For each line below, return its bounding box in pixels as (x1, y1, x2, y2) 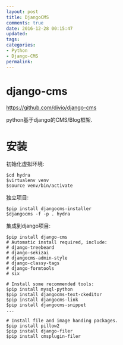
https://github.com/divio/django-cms (6, 104, 97, 111)
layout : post (6, 8, 39, 15)
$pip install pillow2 (6, 323, 60, 329)
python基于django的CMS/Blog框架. (6, 116, 93, 124)
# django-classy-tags (6, 260, 60, 266)
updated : (6, 31, 28, 37)
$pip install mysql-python (6, 287, 73, 292)
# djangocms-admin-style (6, 255, 68, 261)
